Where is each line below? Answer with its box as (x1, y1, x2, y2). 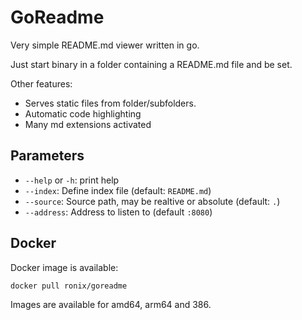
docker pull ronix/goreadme (10, 281, 128, 291)
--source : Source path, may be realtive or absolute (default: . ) (24, 195, 281, 207)
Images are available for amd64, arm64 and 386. (10, 299, 212, 311)
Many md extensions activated (24, 118, 152, 130)
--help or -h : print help (24, 174, 120, 186)
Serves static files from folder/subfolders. (24, 97, 197, 109)
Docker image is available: (10, 261, 119, 273)
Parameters (10, 147, 85, 165)
